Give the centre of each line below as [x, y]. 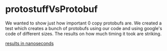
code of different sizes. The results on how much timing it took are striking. [83, 33]
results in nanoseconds [30, 43]
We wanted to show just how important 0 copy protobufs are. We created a [83, 23]
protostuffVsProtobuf [51, 9]
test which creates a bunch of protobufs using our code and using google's [84, 28]
